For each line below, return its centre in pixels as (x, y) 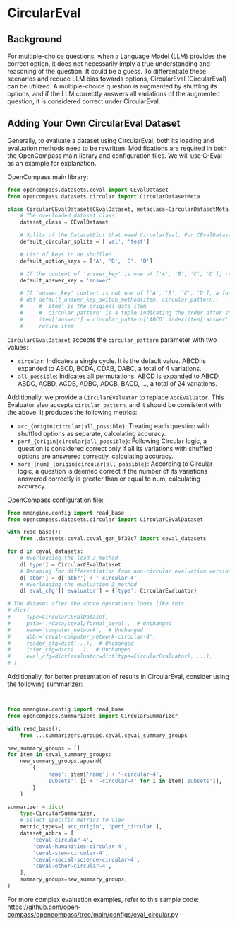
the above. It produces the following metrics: (72, 412)
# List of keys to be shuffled (66, 254)
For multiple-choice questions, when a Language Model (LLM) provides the (117, 56)
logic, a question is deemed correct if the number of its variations (113, 471)
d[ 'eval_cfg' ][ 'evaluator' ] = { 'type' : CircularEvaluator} (109, 591)
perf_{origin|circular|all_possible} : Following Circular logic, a (112, 441)
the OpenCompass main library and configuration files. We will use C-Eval (115, 155)
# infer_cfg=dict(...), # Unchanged (69, 650)
